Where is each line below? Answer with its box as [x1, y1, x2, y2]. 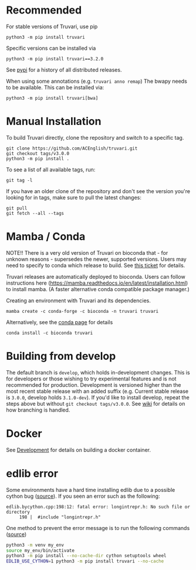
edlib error [6, 467, 59, 480]
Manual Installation [6, 115, 102, 128]
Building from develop [6, 350, 116, 363]
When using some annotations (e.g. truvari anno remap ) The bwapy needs [6, 77, 188, 85]
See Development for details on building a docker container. [6, 446, 151, 453]
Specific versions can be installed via [6, 45, 96, 52]
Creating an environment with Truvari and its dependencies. [6, 297, 151, 304]
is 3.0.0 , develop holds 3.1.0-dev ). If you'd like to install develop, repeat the [6, 394, 190, 401]
